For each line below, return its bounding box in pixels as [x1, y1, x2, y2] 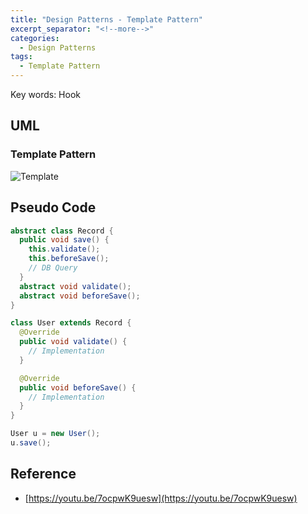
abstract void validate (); [19, 281, 132, 291]
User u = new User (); [10, 429, 101, 439]
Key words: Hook [10, 89, 81, 100]
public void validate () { [19, 337, 128, 347]
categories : [10, 33, 60, 43]
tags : [10, 52, 33, 62]
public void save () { [19, 235, 110, 245]
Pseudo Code [10, 199, 97, 216]
